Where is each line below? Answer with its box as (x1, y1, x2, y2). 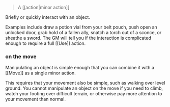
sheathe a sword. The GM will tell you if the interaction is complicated (5, 35, 152, 41)
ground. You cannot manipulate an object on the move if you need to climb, (5, 85, 163, 91)
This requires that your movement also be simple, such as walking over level (5, 80, 165, 86)
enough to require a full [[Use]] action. (5, 40, 86, 46)
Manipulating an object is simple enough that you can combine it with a (5, 65, 154, 71)
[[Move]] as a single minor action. (5, 70, 76, 76)
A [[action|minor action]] (17, 5, 70, 10)
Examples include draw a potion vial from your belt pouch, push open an (5, 24, 158, 30)
